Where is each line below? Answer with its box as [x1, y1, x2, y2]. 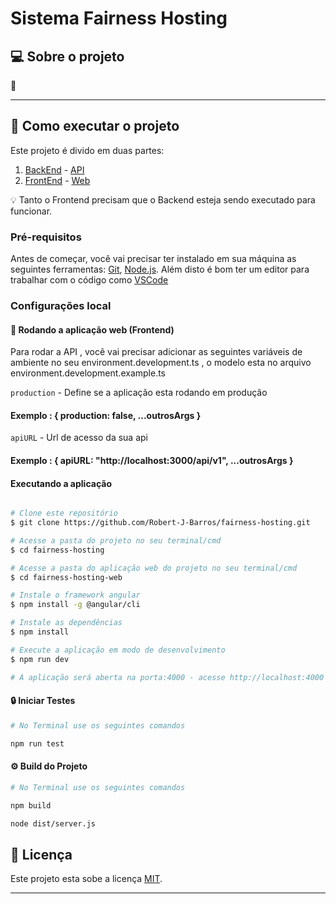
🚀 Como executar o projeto [10, 118, 180, 135]
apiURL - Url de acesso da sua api [10, 432, 148, 444]
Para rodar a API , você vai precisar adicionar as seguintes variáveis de [10, 346, 303, 358]
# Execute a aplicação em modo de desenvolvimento [10, 645, 226, 655]
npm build [10, 800, 52, 811]
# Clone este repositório [10, 508, 118, 519]
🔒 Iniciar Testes [10, 695, 76, 707]
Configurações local [10, 299, 112, 313]
